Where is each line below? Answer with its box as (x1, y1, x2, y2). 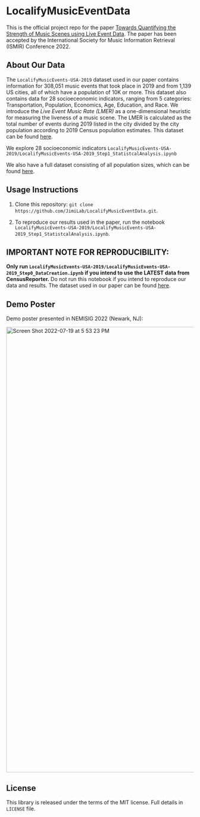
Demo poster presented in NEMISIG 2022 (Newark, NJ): (6, 315, 143, 322)
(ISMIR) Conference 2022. (6, 43, 71, 50)
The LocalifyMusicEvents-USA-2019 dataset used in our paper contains (6, 76, 179, 83)
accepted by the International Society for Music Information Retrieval (6, 36, 176, 43)
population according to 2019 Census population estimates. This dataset (6, 126, 184, 133)
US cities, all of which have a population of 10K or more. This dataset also (6, 88, 186, 96)
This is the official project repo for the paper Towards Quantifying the (6, 24, 176, 31)
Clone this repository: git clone (14, 201, 93, 208)
